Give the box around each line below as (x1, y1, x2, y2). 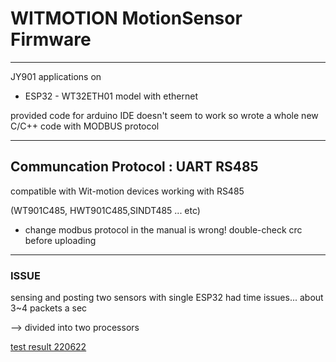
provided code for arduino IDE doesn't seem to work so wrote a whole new (10, 109, 319, 121)
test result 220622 (10, 341, 87, 353)
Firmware (10, 28, 92, 51)
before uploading (24, 234, 97, 246)
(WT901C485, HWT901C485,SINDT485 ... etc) (10, 204, 201, 216)
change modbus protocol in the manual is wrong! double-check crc (24, 223, 303, 236)
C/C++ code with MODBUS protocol (10, 120, 160, 132)
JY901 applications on (10, 70, 102, 82)
